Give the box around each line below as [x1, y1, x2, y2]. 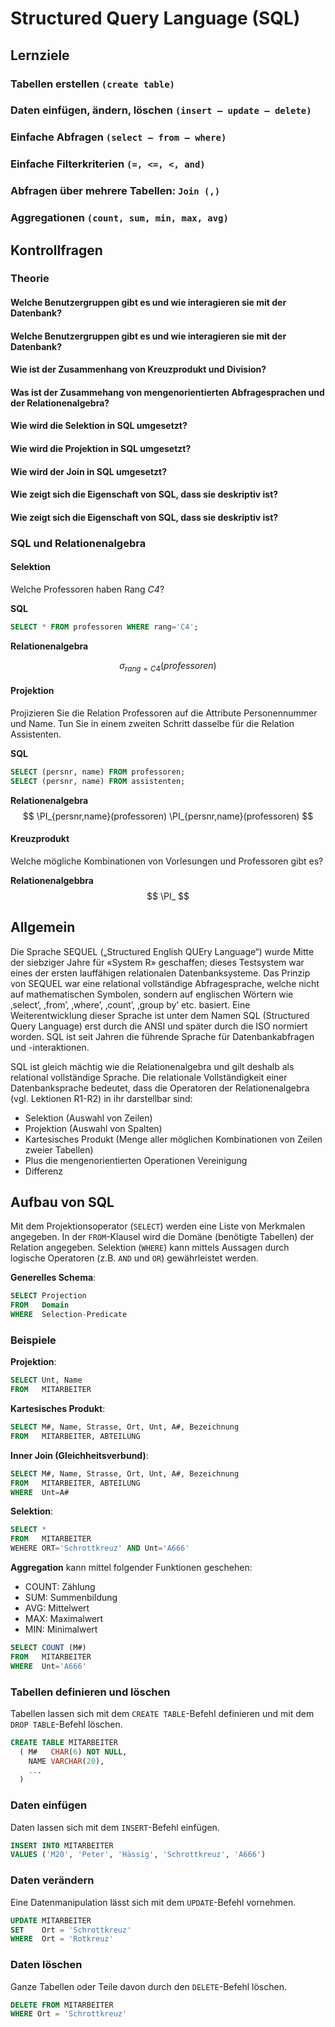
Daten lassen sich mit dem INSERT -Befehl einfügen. [10, 1821, 220, 1833]
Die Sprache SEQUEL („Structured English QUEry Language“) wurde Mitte [10, 945, 315, 957]
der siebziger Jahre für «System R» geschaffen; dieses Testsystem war [10, 956, 305, 968]
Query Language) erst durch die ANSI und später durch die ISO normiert [10, 1020, 308, 1032]
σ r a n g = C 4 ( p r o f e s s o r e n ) [119, 659, 217, 674]
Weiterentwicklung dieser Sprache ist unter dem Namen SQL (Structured [10, 1009, 310, 1021]
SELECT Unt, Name [10, 1375, 83, 1386]
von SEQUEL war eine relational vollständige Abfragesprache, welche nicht [10, 977, 320, 989]
